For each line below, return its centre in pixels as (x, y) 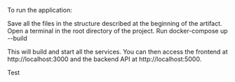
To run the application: (40, 10)
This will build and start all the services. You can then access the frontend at (117, 52)
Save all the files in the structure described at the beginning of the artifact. (115, 23)
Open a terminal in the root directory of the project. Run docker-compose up (117, 31)
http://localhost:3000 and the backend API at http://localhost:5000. (105, 59)
